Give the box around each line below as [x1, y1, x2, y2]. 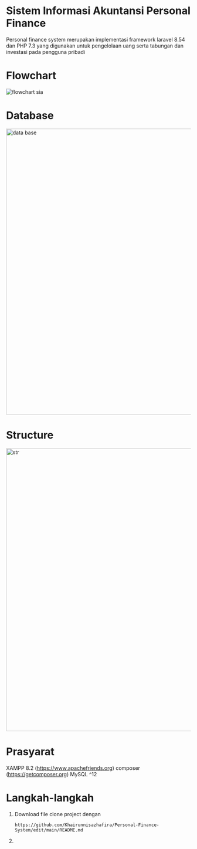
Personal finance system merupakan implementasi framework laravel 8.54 [6, 36, 186, 43]
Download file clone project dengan [14, 810, 101, 817]
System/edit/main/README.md [14, 827, 83, 833]
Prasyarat [6, 745, 55, 758]
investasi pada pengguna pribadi [6, 48, 86, 55]
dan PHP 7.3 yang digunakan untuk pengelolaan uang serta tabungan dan [6, 42, 184, 49]
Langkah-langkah [6, 791, 94, 804]
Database [6, 109, 54, 123]
